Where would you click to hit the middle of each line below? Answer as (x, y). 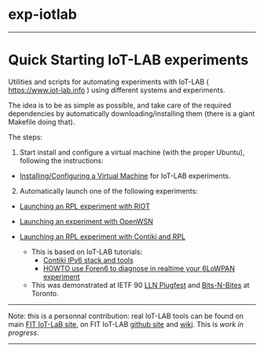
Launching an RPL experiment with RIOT (85, 206)
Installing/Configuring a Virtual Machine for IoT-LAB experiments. (125, 176)
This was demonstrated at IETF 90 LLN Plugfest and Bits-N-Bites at (140, 285)
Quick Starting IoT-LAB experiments (128, 60)
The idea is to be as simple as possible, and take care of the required (120, 105)
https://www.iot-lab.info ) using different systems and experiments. (117, 90)
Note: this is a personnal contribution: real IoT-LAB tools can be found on (126, 316)
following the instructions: (61, 160)
